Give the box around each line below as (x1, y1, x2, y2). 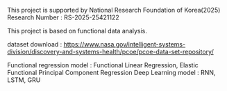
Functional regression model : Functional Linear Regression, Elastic (7, 61, 199, 69)
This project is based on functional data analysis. (7, 27, 148, 35)
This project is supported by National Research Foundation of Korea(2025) (7, 6, 221, 14)
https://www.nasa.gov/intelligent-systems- (63, 40, 186, 48)
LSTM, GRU (7, 76, 41, 84)
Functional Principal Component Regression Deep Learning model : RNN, (7, 69, 216, 76)
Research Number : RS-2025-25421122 (7, 13, 119, 22)
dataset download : (7, 40, 62, 48)
